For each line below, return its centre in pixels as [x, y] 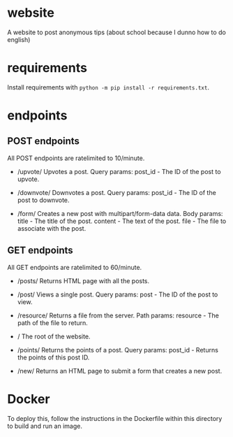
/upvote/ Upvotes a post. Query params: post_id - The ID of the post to [119, 171]
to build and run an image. [45, 426]
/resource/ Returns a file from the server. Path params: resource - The [118, 315]
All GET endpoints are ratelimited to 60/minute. [75, 267]
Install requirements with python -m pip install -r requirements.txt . [108, 87]
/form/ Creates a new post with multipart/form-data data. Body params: [120, 213]
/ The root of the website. [54, 336]
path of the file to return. [53, 322]
